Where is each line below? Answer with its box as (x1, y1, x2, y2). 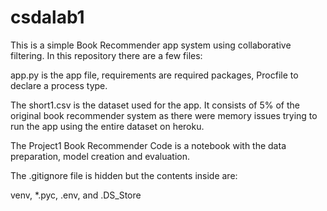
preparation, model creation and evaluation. (10, 150, 190, 162)
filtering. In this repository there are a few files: (10, 49, 203, 61)
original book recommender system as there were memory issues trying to (10, 109, 318, 121)
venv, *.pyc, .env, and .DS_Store (10, 189, 142, 201)
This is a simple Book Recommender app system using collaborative (10, 39, 292, 51)
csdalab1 (10, 6, 85, 29)
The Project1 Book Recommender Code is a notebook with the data (10, 139, 287, 151)
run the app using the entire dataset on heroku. (10, 120, 205, 132)
